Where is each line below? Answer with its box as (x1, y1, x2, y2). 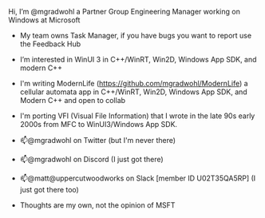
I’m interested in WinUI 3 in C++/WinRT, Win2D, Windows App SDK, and (19, 55, 257, 64)
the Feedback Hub (19, 39, 81, 49)
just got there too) (19, 185, 80, 194)
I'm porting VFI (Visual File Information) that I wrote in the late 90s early (19, 111, 255, 121)
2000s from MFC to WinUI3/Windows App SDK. (19, 120, 178, 129)
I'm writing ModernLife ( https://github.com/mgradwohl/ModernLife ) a (19, 79, 249, 88)
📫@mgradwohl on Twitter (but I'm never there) (19, 136, 176, 145)
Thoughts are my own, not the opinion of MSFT (19, 200, 176, 210)
